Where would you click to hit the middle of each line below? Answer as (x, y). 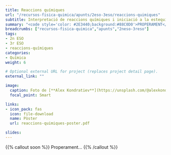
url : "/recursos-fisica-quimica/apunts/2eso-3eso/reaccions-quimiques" (83, 15)
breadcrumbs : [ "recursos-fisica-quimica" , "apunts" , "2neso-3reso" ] (77, 29)
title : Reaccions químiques (35, 10)
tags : (11, 34)
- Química (16, 58)
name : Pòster (24, 119)
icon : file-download (32, 114)
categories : (18, 53)
